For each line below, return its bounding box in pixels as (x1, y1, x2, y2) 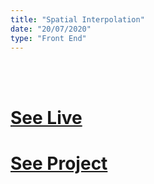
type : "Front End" (10, 33, 87, 43)
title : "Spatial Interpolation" (10, 14, 145, 25)
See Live (10, 106, 83, 129)
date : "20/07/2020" (10, 24, 92, 34)
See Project (10, 152, 108, 175)
